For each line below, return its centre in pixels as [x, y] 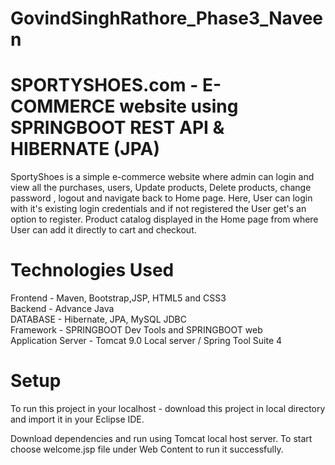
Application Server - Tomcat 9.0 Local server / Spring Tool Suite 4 [146, 341]
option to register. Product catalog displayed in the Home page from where [164, 219]
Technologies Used [92, 270]
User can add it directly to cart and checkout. [103, 230]
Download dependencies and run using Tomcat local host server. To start [161, 438]
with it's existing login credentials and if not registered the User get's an [158, 209]
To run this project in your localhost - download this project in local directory [168, 408]
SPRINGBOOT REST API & [117, 128]
